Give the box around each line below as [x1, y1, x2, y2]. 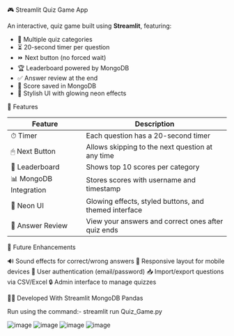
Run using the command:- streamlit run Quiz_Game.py [7, 307, 162, 315]
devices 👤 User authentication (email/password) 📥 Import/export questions [7, 267, 224, 275]
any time [86, 151, 114, 160]
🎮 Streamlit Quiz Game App [7, 6, 88, 14]
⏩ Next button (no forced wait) [17, 54, 107, 61]
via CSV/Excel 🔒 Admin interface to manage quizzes [7, 278, 157, 286]
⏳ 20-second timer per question [17, 43, 110, 51]
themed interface [86, 205, 143, 214]
